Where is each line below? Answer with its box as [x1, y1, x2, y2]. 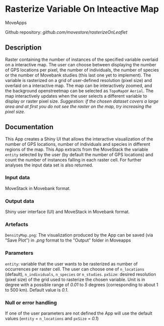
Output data [5, 197, 34, 204]
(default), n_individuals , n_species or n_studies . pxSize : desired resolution [5, 271, 156, 277]
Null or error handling [5, 299, 57, 306]
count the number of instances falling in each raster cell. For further [5, 157, 142, 163]
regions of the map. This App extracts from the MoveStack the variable [5, 146, 148, 152]
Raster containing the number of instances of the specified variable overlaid [5, 56, 158, 62]
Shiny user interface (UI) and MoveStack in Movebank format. [5, 209, 130, 215]
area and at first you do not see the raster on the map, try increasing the [5, 103, 152, 109]
